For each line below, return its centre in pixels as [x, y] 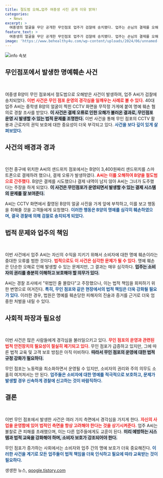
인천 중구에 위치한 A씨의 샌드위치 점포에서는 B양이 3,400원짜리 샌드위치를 [75, 169]
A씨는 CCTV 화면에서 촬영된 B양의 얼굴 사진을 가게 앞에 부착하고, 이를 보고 [76, 204]
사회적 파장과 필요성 [33, 318]
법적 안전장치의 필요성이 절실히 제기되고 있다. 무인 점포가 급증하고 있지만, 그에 [78, 346]
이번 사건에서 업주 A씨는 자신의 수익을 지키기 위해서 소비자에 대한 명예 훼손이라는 [81, 255]
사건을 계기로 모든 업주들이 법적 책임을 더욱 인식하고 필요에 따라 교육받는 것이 [86, 454]
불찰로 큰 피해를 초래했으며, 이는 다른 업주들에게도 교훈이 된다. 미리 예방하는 [77, 431]
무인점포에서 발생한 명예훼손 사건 [51, 72]
